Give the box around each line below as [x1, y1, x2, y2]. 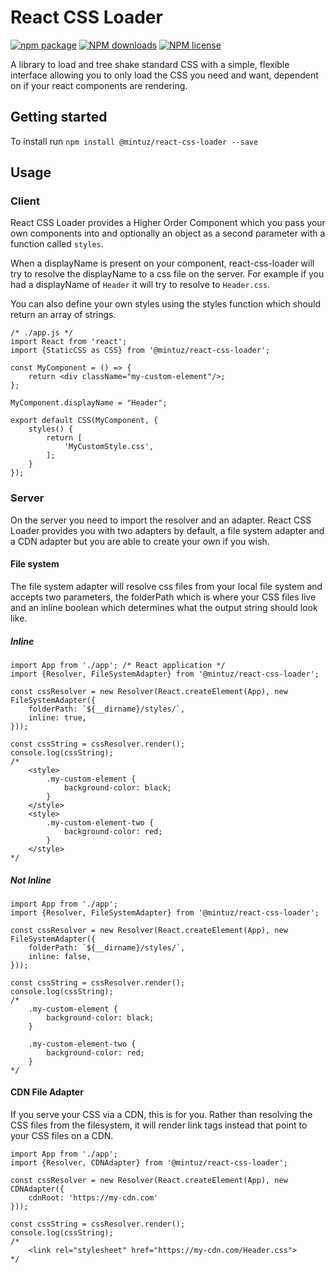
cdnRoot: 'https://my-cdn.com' [28, 1193, 159, 1203]
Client [10, 194, 40, 208]
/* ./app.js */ [10, 328, 74, 338]
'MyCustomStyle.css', [63, 442, 155, 452]
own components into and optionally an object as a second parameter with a [10, 227, 326, 240]
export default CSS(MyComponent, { [10, 416, 159, 426]
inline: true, [28, 712, 87, 723]
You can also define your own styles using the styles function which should [10, 298, 322, 310]
